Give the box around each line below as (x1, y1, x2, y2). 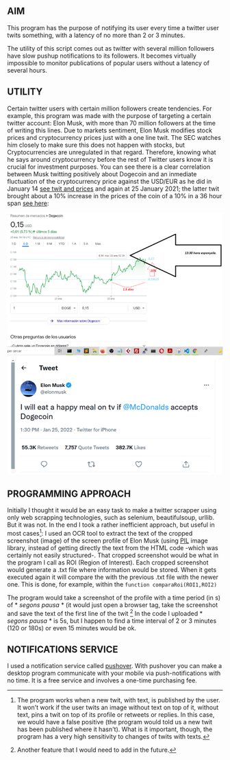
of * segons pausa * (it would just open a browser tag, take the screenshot (7, 600, 218, 609)
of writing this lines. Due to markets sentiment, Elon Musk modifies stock (7, 126, 212, 134)
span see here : (7, 199, 49, 207)
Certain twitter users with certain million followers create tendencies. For (7, 104, 212, 112)
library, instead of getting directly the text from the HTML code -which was (7, 543, 218, 551)
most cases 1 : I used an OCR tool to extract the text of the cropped (7, 528, 193, 537)
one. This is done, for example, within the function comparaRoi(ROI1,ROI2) (7, 580, 218, 589)
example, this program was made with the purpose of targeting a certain (7, 111, 212, 119)
